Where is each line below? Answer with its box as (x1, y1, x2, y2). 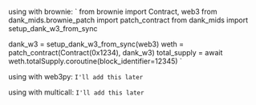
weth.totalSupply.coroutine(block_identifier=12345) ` (8, 56, 183, 66)
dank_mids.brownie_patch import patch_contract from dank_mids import (8, 15, 249, 25)
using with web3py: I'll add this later (8, 72, 144, 81)
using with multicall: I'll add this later (8, 87, 144, 97)
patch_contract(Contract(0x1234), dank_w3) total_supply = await (8, 48, 223, 57)
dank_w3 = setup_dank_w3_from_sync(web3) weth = (8, 39, 185, 49)
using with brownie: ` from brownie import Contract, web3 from (8, 7, 217, 16)
